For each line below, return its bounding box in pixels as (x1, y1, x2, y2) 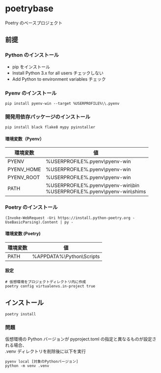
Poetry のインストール (5, 204, 58, 211)
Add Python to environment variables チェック (12, 76, 106, 82)
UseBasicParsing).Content (5, 219, 58, 224)
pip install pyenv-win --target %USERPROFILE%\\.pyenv (5, 101, 120, 106)
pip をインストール (12, 63, 50, 69)
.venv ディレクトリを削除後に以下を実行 (5, 348, 86, 354)
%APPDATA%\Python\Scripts (32, 253, 100, 260)
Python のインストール (5, 52, 59, 59)
